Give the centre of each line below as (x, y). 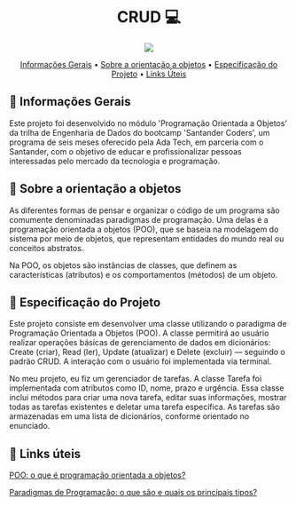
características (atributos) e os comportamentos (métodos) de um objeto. (144, 274)
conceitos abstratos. (47, 248)
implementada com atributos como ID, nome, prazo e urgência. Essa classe (147, 388)
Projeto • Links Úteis (149, 74)
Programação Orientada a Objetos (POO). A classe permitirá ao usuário (139, 333)
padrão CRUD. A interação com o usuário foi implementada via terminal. (140, 361)
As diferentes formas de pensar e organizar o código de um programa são (145, 210)
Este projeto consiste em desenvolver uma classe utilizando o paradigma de (148, 324)
